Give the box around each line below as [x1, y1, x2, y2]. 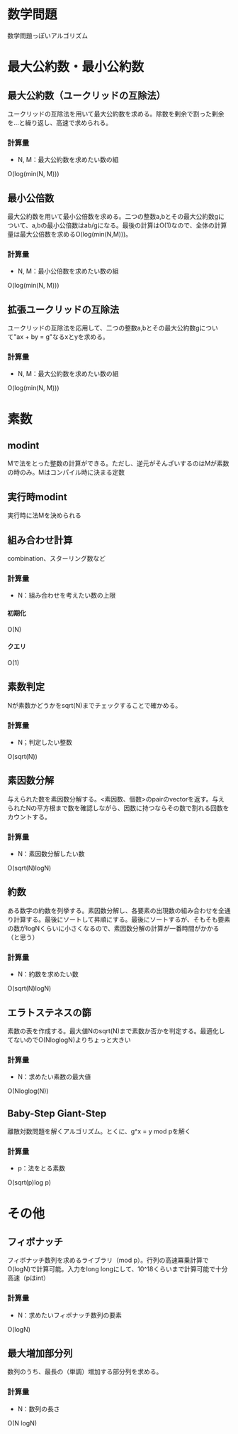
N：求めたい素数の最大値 [17, 1072, 91, 1081]
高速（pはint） [7, 1273, 50, 1283]
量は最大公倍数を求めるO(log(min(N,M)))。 [7, 230, 132, 239]
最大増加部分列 [7, 1347, 73, 1359]
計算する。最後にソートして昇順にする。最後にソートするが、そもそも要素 [13, 915, 231, 924]
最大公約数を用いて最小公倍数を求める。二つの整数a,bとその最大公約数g [7, 212, 219, 221]
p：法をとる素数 [17, 1164, 66, 1172]
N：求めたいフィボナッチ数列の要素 [17, 1310, 123, 1319]
